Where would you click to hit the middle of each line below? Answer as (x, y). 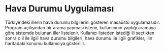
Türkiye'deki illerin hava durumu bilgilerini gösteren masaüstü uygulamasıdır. (83, 22)
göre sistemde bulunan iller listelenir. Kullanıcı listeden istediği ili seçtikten (80, 33)
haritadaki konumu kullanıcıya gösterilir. (45, 43)
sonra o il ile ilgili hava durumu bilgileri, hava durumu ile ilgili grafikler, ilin (79, 38)
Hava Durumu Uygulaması (60, 9)
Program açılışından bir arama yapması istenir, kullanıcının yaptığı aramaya (81, 27)
